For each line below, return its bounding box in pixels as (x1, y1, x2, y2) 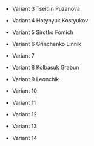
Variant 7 (12, 52, 35, 59)
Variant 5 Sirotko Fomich (12, 28, 74, 36)
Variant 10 (12, 87, 38, 95)
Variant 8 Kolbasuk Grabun (12, 64, 79, 71)
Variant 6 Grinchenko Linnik (12, 41, 82, 47)
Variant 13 (12, 122, 38, 130)
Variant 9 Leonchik (12, 76, 59, 82)
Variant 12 (12, 111, 38, 118)
